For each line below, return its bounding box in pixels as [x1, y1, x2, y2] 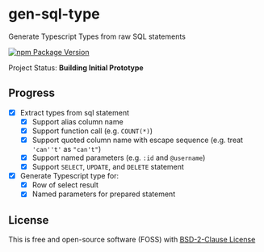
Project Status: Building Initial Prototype [8, 62, 144, 73]
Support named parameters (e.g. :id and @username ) [31, 153, 206, 162]
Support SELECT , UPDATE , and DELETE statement [31, 162, 184, 172]
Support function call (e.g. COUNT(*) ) [31, 126, 153, 136]
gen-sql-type [8, 5, 100, 23]
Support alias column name [31, 116, 124, 126]
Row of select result [31, 180, 99, 190]
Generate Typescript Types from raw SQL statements [8, 31, 186, 41]
